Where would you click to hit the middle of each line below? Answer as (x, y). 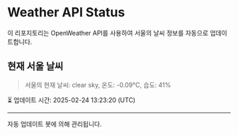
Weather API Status (66, 12)
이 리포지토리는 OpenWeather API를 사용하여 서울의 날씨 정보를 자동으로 (108, 33)
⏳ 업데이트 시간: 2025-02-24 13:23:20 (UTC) (72, 99)
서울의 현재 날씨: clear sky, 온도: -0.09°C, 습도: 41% (98, 85)
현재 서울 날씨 (35, 66)
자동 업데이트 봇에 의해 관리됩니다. (55, 124)
